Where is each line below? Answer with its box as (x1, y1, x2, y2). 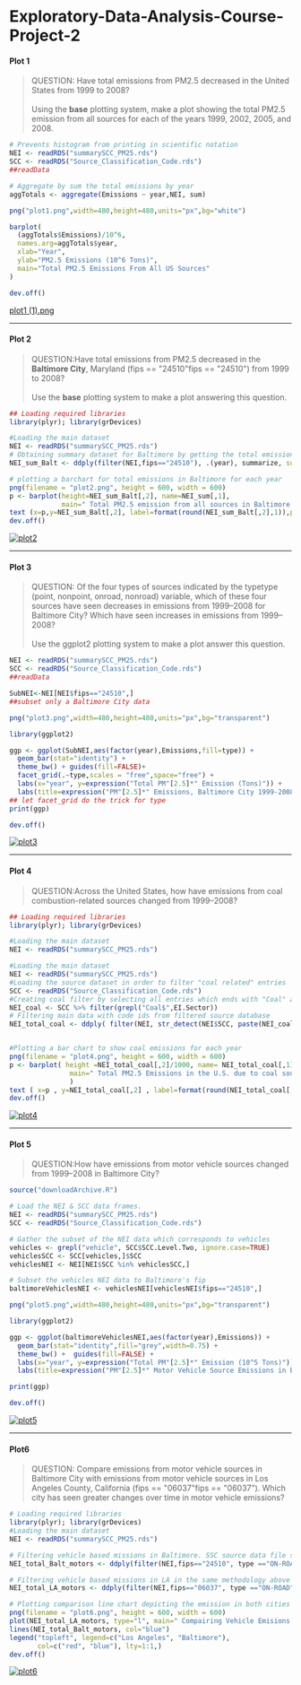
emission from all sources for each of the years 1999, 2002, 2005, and (30, 114, 291, 125)
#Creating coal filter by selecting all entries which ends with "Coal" (9, 994, 287, 1003)
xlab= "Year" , (17, 248, 66, 256)
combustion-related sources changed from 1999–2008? (30, 895, 238, 906)
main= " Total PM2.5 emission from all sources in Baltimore (61, 499, 291, 508)
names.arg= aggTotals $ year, (17, 239, 118, 248)
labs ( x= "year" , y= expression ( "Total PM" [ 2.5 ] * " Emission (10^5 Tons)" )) (17, 1358, 295, 1367)
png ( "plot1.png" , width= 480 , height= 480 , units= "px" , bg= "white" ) (9, 206, 246, 215)
